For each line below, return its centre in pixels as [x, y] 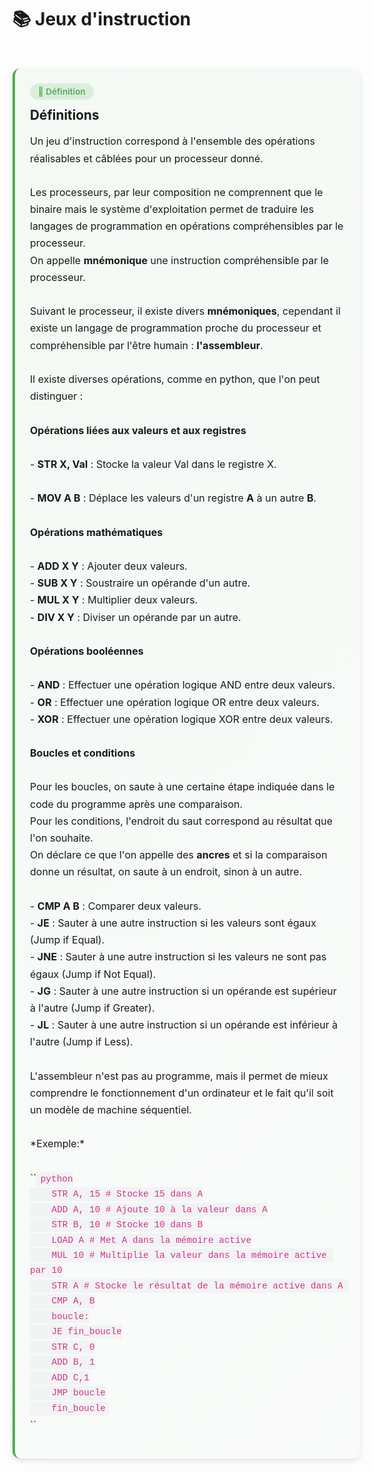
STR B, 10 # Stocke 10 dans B [127, 1225]
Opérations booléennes [87, 651]
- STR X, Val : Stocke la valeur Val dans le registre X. [153, 464]
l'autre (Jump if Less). [82, 1042]
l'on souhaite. [62, 838]
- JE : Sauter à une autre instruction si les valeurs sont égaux [173, 923]
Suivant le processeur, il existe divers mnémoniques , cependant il [185, 311]
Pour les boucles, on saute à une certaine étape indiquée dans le [182, 787]
